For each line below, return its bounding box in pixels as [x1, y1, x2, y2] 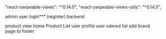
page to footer [5, 28, 35, 34]
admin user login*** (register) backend [5, 14, 85, 19]
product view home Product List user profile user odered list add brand [5, 23, 150, 29]
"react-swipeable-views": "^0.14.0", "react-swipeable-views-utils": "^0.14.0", [5, 4, 162, 10]
